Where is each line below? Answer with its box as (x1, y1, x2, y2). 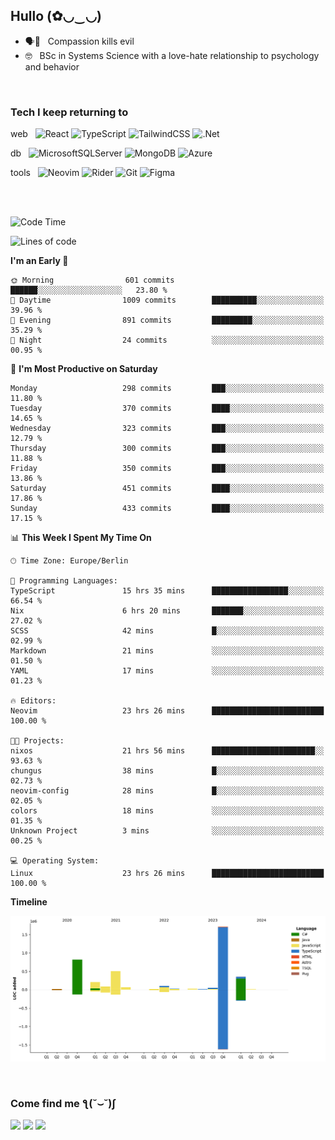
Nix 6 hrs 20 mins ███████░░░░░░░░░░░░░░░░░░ (10, 606, 325, 616)
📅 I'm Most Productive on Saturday (10, 363, 158, 375)
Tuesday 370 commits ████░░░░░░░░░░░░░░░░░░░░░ (10, 404, 325, 414)
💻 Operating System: (10, 856, 100, 866)
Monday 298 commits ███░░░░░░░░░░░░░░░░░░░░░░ (10, 384, 325, 394)
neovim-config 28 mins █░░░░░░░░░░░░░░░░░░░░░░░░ (10, 786, 325, 796)
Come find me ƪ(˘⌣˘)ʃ (10, 1096, 117, 1110)
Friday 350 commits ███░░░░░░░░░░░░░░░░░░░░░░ (10, 464, 325, 474)
